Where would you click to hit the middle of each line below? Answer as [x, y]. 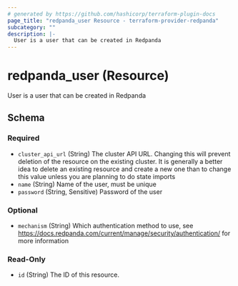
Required [24, 138]
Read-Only [27, 259]
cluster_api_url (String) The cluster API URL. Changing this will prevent [124, 153]
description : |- [31, 34]
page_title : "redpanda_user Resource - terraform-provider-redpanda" [113, 21]
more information [43, 241]
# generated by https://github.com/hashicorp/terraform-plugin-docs [111, 14]
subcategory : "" [31, 27]
